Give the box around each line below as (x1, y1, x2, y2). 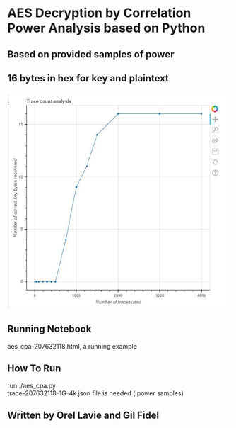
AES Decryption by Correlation (7, 5, 191, 21)
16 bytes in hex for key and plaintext (7, 72, 170, 84)
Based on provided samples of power (7, 48, 175, 60)
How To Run (7, 363, 61, 375)
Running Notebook (7, 323, 92, 335)
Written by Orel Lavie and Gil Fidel (7, 410, 160, 422)
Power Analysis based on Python (7, 20, 206, 36)
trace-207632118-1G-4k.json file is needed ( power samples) (7, 388, 184, 398)
